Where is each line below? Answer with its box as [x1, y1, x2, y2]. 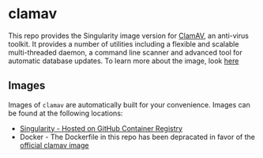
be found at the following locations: [8, 108, 123, 118]
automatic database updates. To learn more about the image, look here [8, 56, 239, 66]
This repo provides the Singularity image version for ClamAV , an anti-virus [8, 31, 249, 40]
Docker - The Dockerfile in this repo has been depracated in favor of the [19, 132, 255, 141]
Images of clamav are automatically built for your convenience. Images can [8, 100, 250, 109]
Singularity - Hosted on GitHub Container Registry [19, 123, 183, 133]
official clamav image [19, 140, 89, 150]
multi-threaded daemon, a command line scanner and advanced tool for [8, 47, 242, 57]
